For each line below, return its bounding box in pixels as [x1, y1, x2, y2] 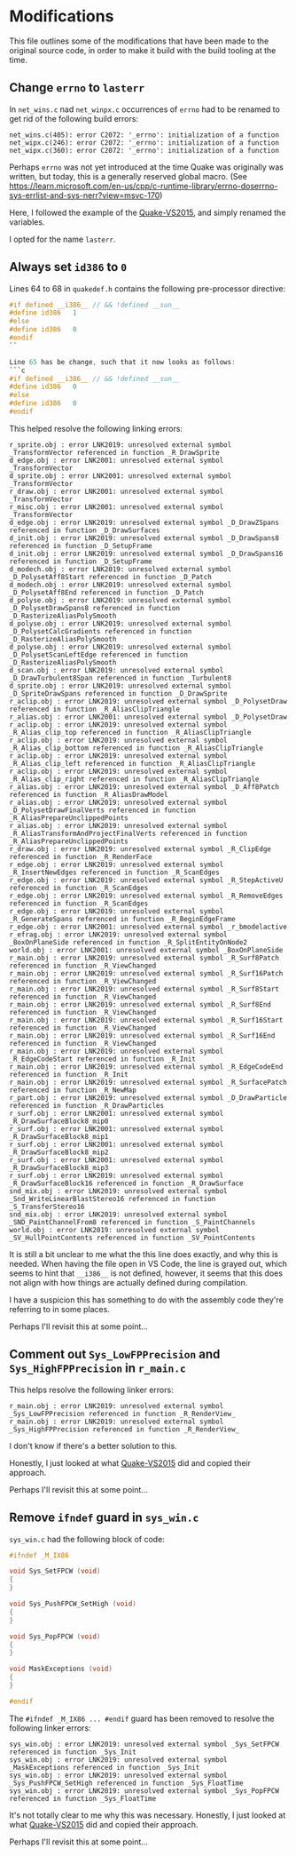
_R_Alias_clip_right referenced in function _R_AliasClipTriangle [9, 775, 260, 784]
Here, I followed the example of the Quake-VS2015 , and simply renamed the [9, 207, 286, 218]
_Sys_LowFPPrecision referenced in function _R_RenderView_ [9, 1409, 237, 1418]
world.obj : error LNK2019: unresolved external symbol [9, 1225, 220, 1234]
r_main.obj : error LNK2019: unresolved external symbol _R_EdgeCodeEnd [9, 1062, 284, 1071]
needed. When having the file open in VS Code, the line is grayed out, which [9, 1258, 288, 1269]
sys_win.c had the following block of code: [9, 1533, 166, 1544]
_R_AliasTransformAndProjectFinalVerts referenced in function [9, 829, 248, 838]
